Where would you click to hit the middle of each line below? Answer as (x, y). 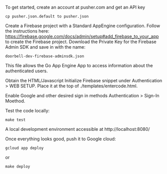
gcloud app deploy (24, 148)
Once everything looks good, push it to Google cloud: (61, 139)
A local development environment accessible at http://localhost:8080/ (77, 129)
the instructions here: (27, 31)
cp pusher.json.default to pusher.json (47, 17)
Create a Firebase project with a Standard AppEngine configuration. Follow (83, 26)
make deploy (18, 166)
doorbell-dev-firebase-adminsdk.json (45, 56)
